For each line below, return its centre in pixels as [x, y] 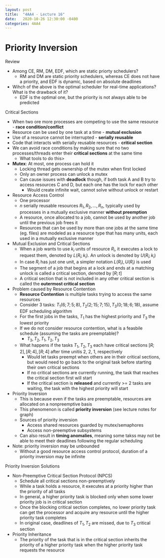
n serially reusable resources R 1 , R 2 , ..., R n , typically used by [80, 206]
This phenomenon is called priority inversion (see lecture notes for [88, 409]
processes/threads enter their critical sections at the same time [77, 153]
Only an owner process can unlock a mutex [64, 174]
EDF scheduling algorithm [46, 311]
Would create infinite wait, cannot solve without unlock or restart [93, 190]
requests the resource [42, 550]
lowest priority [34, 323]
